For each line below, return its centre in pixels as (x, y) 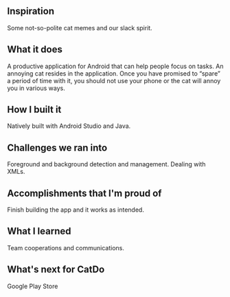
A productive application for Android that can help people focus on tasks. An (115, 66)
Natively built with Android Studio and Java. (69, 126)
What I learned (39, 231)
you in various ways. (36, 88)
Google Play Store (33, 286)
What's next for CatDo (56, 270)
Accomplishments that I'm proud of (84, 193)
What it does (35, 50)
